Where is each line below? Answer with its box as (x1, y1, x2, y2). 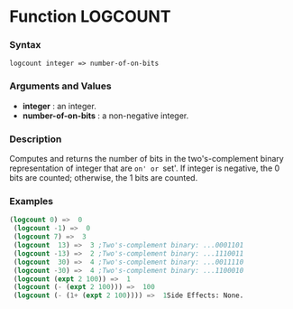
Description (9, 133, 62, 145)
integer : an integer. (22, 100, 96, 111)
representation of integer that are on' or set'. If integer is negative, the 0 (9, 163, 280, 173)
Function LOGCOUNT (9, 6, 171, 27)
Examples (9, 195, 54, 207)
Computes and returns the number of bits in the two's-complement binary (9, 154, 284, 164)
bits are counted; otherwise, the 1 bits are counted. (9, 173, 198, 183)
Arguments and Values (9, 80, 112, 92)
